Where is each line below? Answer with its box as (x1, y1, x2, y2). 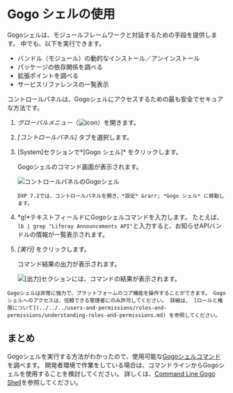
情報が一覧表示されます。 (35, 230, 109, 238)
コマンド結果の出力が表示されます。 (17, 260, 121, 268)
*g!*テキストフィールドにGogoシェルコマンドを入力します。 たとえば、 (17, 212, 223, 221)
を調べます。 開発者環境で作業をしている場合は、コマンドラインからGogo (7, 360, 219, 369)
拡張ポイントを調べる (17, 71, 79, 80)
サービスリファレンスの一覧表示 (17, 80, 109, 88)
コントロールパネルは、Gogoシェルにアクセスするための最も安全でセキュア (7, 94, 224, 103)
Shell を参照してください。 (7, 378, 82, 386)
